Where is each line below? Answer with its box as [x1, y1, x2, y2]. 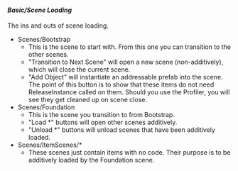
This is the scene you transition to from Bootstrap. [28, 111, 175, 119]
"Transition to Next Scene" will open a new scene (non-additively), [28, 57, 224, 67]
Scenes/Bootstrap [17, 35, 71, 44]
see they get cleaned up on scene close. [28, 96, 148, 104]
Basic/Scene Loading [7, 6, 72, 14]
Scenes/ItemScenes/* [17, 140, 82, 149]
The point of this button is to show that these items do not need [28, 80, 215, 89]
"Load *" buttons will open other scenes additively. [28, 118, 178, 127]
